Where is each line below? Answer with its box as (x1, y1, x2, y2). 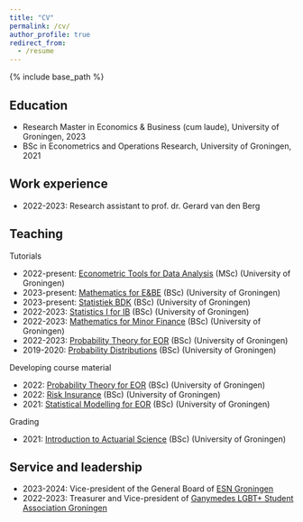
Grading (9, 416, 40, 426)
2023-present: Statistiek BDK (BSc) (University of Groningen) (22, 297, 251, 307)
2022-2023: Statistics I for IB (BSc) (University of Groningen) (22, 306, 250, 316)
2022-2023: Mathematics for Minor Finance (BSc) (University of (22, 316, 262, 326)
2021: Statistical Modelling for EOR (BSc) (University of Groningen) (22, 398, 271, 409)
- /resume (17, 47, 54, 56)
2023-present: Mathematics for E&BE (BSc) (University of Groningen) (22, 287, 281, 298)
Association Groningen (22, 502, 108, 514)
